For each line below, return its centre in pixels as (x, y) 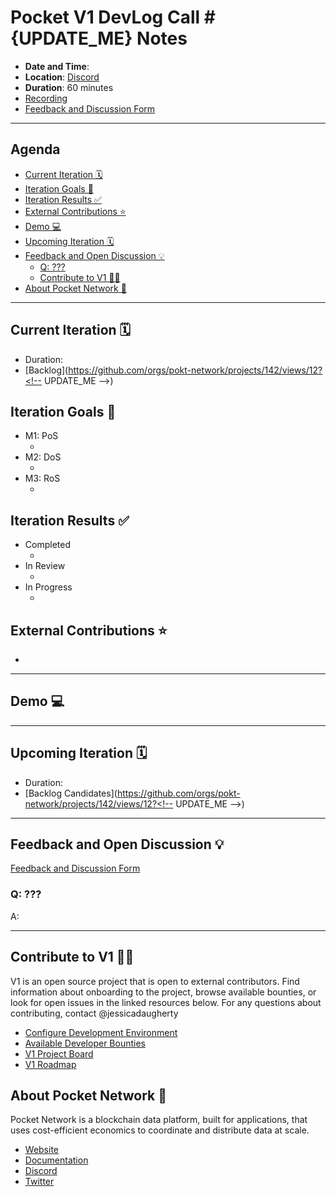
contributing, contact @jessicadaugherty (94, 1013)
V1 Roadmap (50, 1064)
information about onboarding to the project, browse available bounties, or (163, 992)
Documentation (56, 1160)
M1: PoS (41, 436)
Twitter (39, 1182)
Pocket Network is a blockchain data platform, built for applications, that (159, 1120)
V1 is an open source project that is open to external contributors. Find (155, 981)
